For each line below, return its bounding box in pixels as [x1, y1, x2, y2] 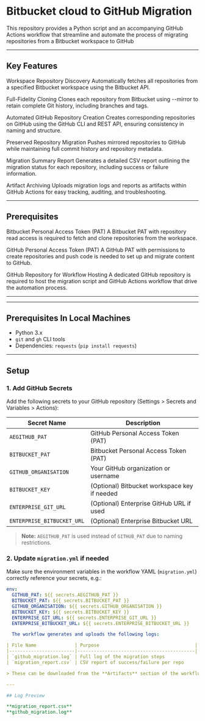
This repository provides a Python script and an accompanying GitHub [6, 24, 184, 32]
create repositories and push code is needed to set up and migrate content [6, 252, 195, 260]
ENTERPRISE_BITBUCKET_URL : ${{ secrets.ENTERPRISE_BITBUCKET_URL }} [12, 620, 190, 626]
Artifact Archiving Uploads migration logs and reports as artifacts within [6, 181, 187, 189]
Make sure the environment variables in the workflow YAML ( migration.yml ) [6, 568, 197, 575]
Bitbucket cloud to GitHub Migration [6, 4, 192, 18]
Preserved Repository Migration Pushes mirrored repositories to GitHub [6, 139, 186, 146]
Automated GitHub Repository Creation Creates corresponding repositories [6, 114, 195, 121]
